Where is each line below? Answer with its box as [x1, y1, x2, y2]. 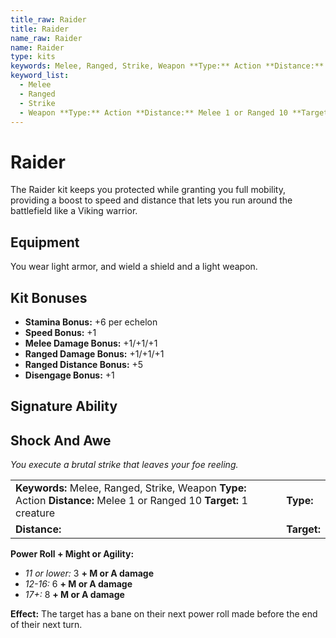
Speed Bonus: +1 [24, 326, 97, 338]
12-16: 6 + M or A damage [24, 578, 133, 590]
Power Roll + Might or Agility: [10, 548, 135, 560]
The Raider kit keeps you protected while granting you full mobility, [10, 184, 286, 196]
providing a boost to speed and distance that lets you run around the [10, 194, 293, 206]
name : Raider [10, 42, 65, 53]
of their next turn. [10, 619, 83, 631]
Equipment [10, 234, 80, 251]
